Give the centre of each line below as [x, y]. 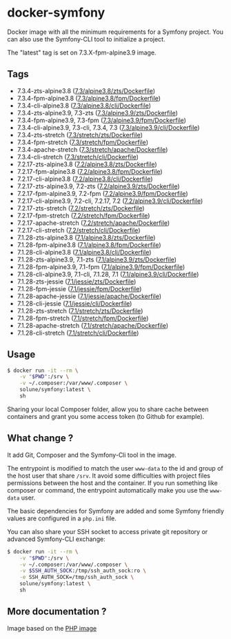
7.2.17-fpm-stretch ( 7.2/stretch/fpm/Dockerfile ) [83, 215]
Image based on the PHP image [52, 628]
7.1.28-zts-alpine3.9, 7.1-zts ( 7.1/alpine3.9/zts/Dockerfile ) [97, 259]
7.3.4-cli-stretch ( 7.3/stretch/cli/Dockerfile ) [78, 157]
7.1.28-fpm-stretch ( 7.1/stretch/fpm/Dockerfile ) [83, 318]
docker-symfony [56, 13]
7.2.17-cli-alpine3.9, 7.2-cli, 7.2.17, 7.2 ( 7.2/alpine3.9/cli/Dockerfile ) [110, 201]
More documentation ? [57, 612]
